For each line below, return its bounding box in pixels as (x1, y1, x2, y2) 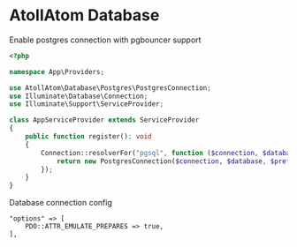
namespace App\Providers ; (9, 67, 104, 76)
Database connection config (9, 198, 113, 208)
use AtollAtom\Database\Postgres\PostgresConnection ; (9, 83, 212, 93)
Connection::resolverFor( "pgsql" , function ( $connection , (41, 148, 259, 157)
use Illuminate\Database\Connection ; (9, 92, 148, 101)
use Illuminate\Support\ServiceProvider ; (9, 100, 164, 109)
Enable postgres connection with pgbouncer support (9, 34, 202, 45)
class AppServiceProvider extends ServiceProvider (9, 116, 200, 124)
